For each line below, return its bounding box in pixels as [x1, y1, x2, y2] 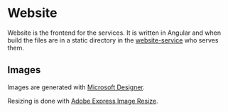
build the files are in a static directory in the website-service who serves [7, 35, 219, 44]
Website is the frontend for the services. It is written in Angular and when [7, 28, 222, 37]
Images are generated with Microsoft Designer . [7, 83, 146, 91]
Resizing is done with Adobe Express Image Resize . [7, 96, 158, 105]
